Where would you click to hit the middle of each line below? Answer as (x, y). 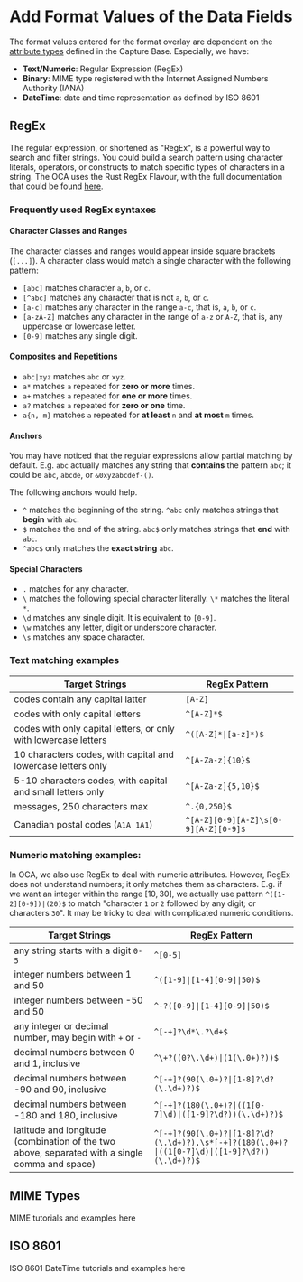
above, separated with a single (78, 1153)
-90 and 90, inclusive (60, 1090)
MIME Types (45, 1196)
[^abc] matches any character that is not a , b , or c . (116, 297)
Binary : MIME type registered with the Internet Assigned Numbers (145, 78)
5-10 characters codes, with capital (91, 781)
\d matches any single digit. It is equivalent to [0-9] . (119, 618)
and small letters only (59, 791)
